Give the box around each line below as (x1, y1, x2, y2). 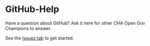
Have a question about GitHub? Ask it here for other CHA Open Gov (5, 20, 145, 26)
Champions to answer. (5, 25, 52, 31)
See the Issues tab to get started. (5, 35, 74, 41)
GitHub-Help (5, 3, 59, 15)
